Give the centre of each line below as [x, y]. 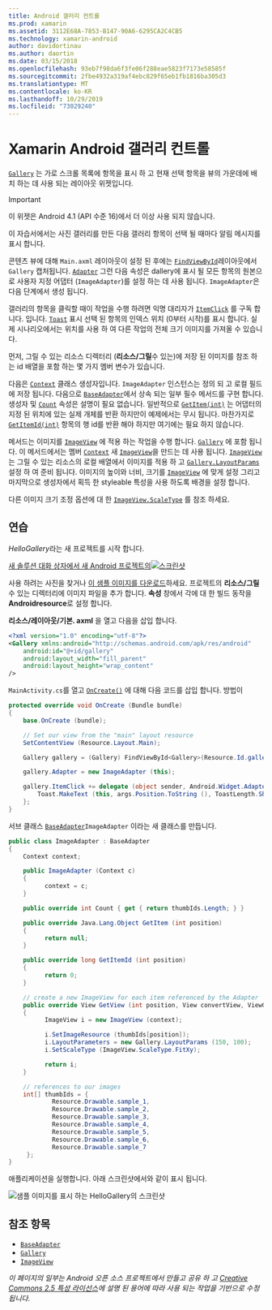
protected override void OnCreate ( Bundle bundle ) [96, 706]
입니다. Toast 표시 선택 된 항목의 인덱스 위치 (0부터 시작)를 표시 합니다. [137, 319]
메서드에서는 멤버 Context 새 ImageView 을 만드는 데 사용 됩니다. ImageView [144, 452]
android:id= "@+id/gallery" [68, 651]
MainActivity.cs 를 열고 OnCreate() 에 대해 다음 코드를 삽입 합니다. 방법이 [126, 690]
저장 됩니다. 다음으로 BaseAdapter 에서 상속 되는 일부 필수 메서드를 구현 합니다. [140, 394]
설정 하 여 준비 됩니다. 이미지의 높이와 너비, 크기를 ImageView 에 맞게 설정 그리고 [134, 472]
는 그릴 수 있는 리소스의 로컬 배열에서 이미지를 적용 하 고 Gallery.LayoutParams [134, 462]
